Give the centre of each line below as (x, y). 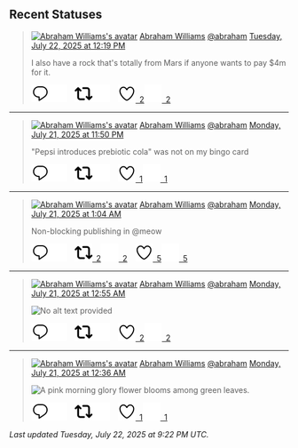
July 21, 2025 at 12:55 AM (78, 293)
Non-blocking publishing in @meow (96, 231)
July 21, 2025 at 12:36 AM (78, 372)
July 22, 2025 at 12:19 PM (78, 45)
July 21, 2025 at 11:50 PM (77, 134)
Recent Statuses (56, 15)
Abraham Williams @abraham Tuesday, (211, 36)
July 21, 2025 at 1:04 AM (76, 213)
